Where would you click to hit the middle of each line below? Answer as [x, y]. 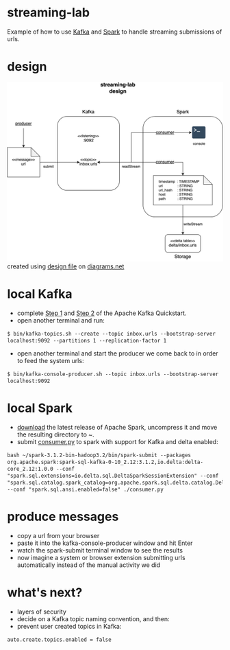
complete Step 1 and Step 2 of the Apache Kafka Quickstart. [102, 313]
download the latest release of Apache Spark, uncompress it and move [117, 428]
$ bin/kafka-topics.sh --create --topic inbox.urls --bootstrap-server [111, 334]
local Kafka [40, 294]
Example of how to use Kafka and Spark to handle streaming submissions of [115, 32]
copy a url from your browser [58, 536]
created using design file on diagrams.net [66, 266]
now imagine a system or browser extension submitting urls [101, 558]
